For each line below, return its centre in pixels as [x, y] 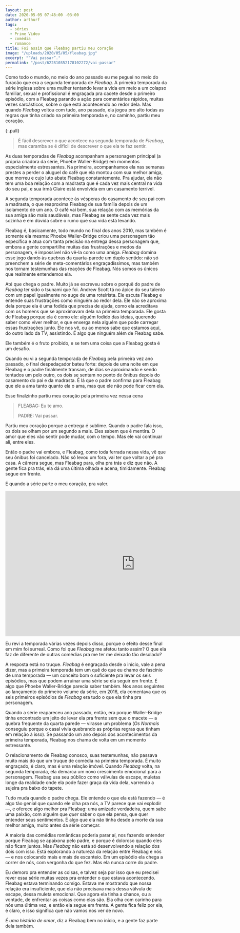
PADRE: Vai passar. [38, 416]
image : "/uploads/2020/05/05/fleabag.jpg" [51, 53]
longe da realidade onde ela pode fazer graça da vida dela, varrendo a [80, 783]
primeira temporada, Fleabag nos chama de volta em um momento [76, 740]
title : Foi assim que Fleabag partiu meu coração [59, 48]
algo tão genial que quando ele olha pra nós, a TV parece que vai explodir [83, 804]
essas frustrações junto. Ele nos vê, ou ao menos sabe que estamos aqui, [83, 328]
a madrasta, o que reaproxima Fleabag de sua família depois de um [76, 204]
